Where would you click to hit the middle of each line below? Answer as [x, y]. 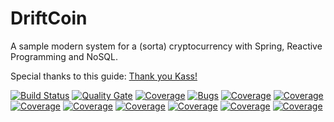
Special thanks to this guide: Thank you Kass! [104, 76]
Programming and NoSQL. [64, 56]
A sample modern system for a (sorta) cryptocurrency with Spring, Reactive [166, 46]
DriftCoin [49, 18]
